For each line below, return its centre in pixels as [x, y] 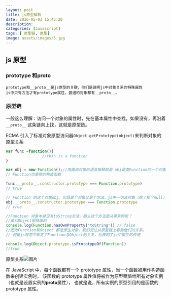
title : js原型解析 [24, 15]
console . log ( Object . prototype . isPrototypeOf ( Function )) [66, 244]
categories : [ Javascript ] [33, 29]
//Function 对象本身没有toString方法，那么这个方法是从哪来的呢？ [69, 216]
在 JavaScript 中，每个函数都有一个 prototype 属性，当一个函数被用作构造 [83, 270]
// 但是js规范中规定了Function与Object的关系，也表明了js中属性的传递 [73, 235]
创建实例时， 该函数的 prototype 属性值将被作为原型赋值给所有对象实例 [89, 276]
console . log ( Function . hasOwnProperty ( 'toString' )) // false [71, 226]
